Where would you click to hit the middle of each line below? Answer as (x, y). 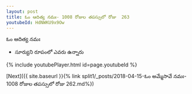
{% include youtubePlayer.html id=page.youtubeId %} (72, 65)
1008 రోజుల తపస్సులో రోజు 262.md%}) (50, 84)
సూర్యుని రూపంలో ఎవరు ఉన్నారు (49, 52)
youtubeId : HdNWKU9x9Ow (35, 22)
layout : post (22, 11)
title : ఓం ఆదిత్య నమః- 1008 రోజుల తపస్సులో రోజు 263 (68, 17)
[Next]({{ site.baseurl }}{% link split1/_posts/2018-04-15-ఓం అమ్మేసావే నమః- (97, 76)
